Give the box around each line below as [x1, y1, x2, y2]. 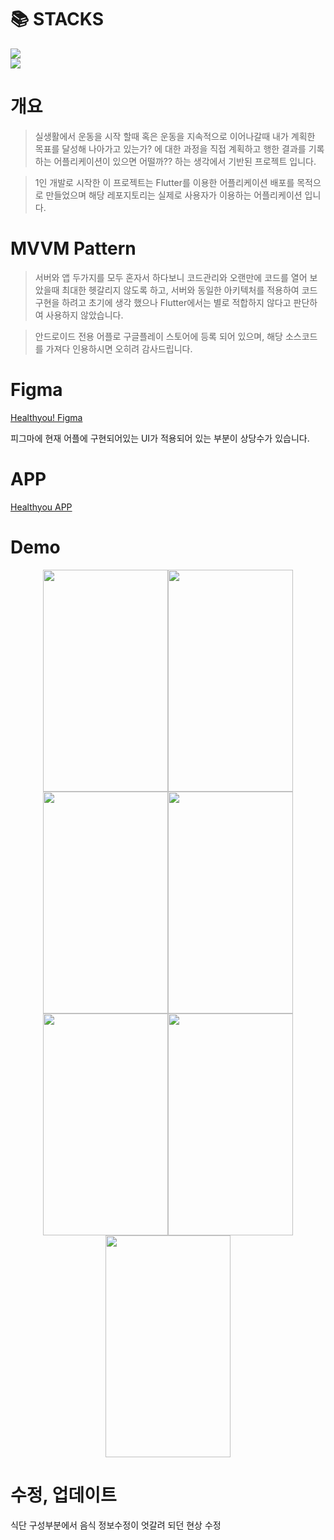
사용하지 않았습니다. [45, 309, 124, 321]
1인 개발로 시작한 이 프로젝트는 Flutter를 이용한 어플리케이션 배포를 [34, 176, 295, 188]
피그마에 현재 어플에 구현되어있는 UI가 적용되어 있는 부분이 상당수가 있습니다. [10, 432, 310, 444]
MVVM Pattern [10, 237, 137, 260]
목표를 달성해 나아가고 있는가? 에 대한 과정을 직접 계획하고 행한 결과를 [34, 142, 307, 155]
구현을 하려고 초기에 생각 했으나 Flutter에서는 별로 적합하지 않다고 [34, 296, 292, 308]
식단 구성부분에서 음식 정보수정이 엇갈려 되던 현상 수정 [10, 1519, 222, 1531]
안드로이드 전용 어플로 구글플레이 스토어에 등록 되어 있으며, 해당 [34, 330, 283, 342]
